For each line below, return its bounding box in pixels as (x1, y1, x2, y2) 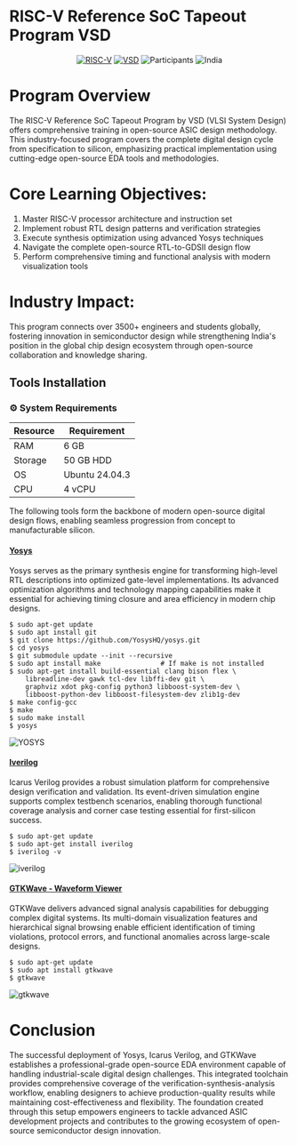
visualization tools (21, 260, 89, 271)
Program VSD (9, 25, 111, 45)
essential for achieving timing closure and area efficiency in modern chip (9, 593, 276, 604)
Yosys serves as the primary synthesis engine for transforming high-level (9, 564, 278, 575)
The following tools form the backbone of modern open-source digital (9, 506, 265, 516)
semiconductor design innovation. (36, 1125, 162, 1135)
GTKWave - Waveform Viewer (9, 883, 123, 894)
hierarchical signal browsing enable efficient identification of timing (9, 922, 256, 933)
